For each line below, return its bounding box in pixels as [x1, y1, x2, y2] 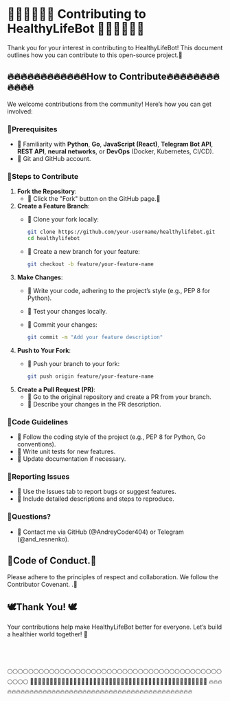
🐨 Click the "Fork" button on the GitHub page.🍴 [27, 195, 161, 203]
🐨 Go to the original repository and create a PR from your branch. [27, 392, 211, 401]
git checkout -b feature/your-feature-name [27, 261, 154, 268]
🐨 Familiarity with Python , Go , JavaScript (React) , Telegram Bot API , [16, 140, 214, 149]
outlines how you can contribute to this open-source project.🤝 [7, 51, 183, 59]
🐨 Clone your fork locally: [27, 215, 100, 224]
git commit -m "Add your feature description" [27, 334, 163, 341]
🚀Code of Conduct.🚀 [7, 555, 97, 566]
